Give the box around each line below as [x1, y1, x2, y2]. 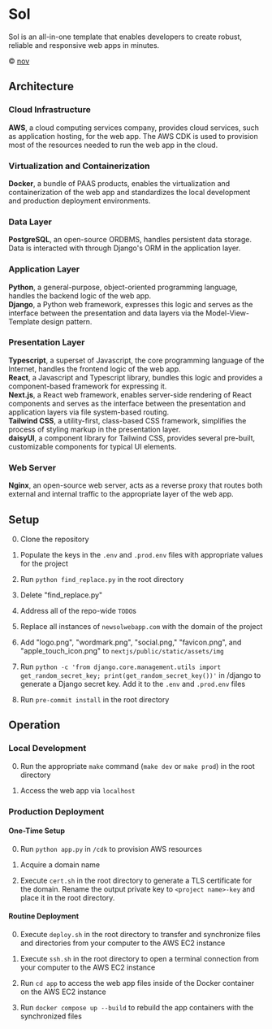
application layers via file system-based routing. [8, 407, 170, 417]
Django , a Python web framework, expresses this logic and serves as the [8, 299, 253, 309]
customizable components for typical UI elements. [8, 441, 177, 451]
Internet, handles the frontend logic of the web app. [8, 363, 181, 374]
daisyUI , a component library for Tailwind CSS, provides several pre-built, [8, 432, 256, 443]
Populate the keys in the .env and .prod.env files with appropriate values [19, 549, 264, 559]
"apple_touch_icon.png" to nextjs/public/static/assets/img [19, 645, 225, 655]
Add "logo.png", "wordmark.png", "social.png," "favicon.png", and [19, 637, 242, 647]
